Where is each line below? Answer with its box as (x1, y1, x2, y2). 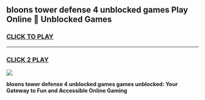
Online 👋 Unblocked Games (6, 15, 112, 25)
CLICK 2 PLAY (6, 55, 49, 64)
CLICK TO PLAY (6, 33, 54, 41)
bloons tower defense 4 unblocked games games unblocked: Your (6, 80, 178, 87)
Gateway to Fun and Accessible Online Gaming (6, 87, 128, 94)
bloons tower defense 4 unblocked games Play (6, 5, 189, 15)
